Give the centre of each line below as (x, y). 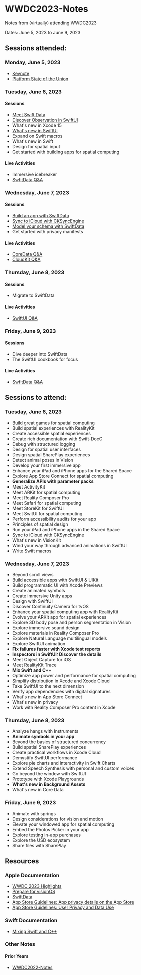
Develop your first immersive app (46, 465)
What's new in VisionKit (37, 540)
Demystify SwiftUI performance (45, 758)
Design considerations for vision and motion (58, 819)
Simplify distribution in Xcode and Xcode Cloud (61, 681)
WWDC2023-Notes (47, 9)
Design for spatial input (36, 146)
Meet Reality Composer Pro (41, 497)
